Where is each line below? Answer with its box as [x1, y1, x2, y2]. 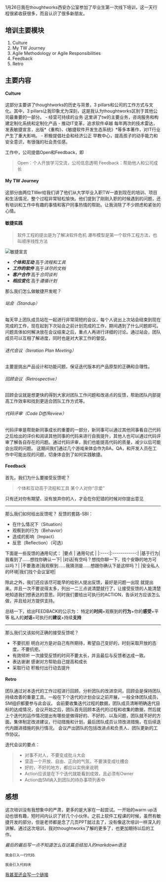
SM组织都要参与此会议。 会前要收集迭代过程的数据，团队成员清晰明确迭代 [5, 700, 156, 706]
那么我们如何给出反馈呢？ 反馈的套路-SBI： [5, 511, 93, 517]
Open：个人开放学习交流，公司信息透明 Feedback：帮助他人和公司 [17, 160, 154, 166]
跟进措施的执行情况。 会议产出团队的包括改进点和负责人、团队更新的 [13, 725, 154, 731]
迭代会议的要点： [5, 742, 40, 748]
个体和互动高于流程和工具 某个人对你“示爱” [17, 485, 105, 491]
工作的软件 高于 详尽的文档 [12, 265, 66, 271]
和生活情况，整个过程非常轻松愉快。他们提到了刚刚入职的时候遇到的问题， [5, 196, 157, 201]
